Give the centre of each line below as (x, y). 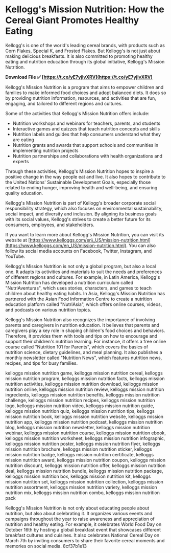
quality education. (24, 193)
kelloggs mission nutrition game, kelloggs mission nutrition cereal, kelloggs (84, 373)
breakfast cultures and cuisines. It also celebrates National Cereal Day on (82, 535)
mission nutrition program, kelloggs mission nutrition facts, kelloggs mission (85, 378)
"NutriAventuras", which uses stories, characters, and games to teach (79, 288)
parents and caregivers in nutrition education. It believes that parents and (82, 325)
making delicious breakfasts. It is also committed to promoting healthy (79, 56)
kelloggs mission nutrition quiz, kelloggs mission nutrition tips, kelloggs (80, 411)
